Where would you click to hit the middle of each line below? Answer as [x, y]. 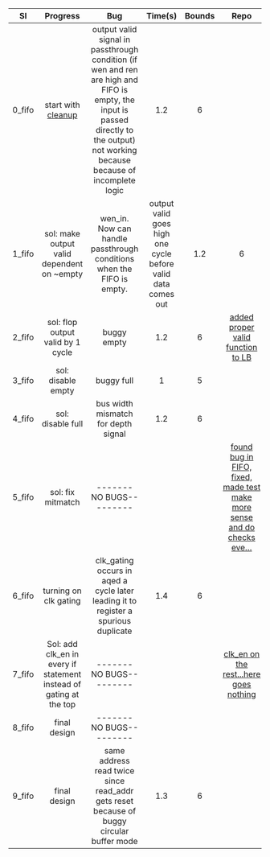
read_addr [115, 791]
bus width [115, 404]
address [115, 761]
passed [114, 120]
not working [115, 150]
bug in [242, 457]
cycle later [115, 591]
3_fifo [23, 380]
